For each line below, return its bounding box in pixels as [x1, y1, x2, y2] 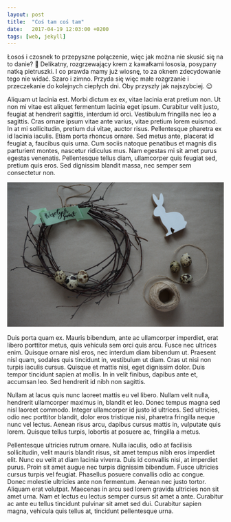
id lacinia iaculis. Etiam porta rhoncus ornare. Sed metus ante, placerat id [7, 132, 214, 141]
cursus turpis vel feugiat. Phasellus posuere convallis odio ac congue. [7, 470, 205, 479]
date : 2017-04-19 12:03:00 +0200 [7, 26, 109, 32]
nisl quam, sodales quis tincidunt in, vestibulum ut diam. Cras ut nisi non [7, 355, 212, 363]
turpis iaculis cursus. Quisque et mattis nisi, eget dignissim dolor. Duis [7, 363, 205, 371]
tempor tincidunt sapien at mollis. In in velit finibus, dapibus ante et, [7, 370, 198, 379]
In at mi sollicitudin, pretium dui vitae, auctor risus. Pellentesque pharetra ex [7, 125, 222, 133]
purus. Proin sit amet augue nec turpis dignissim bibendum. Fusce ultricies [7, 463, 219, 471]
